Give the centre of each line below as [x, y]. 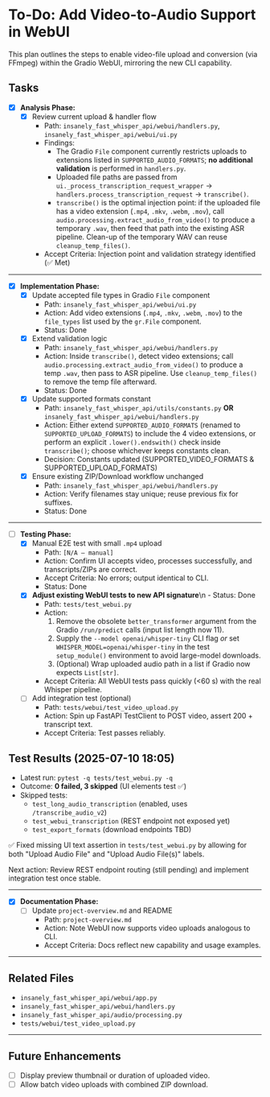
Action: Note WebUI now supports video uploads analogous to [147, 928]
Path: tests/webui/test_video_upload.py [111, 707]
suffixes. [58, 503]
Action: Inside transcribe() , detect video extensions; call [139, 357]
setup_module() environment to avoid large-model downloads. [158, 656]
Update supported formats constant [91, 399]
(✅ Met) [57, 262]
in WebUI [39, 32]
